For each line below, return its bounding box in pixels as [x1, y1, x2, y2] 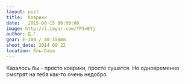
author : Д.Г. [6, 31, 39, 37]
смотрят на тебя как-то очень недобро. [6, 70, 108, 78]
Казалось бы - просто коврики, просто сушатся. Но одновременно [6, 64, 180, 71]
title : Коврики [6, 14, 47, 20]
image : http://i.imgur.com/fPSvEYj [6, 25, 96, 32]
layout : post [6, 8, 39, 15]
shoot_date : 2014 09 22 [6, 43, 66, 49]
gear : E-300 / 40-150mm [6, 37, 66, 43]
